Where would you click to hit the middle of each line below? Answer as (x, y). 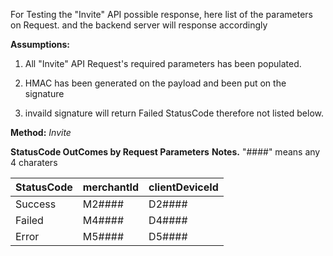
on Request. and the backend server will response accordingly (139, 25)
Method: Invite (41, 132)
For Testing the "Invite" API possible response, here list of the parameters (161, 14)
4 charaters (34, 162)
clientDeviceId (183, 187)
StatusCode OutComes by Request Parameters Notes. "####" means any (165, 152)
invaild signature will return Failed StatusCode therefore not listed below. (174, 113)
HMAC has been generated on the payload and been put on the (155, 83)
